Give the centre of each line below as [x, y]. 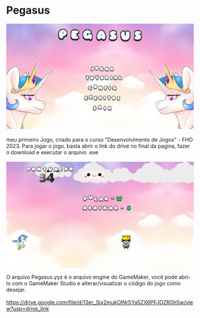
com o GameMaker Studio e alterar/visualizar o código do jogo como [96, 283]
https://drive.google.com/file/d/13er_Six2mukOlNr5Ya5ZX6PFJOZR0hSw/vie [100, 302]
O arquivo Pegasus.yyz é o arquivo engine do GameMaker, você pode [92, 277]
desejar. [16, 289]
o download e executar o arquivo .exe [52, 152]
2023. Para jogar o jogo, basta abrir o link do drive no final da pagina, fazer [98, 146]
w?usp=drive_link [28, 308]
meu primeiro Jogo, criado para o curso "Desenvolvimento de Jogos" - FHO [100, 140]
